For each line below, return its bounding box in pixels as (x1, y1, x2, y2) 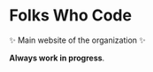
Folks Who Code (9, 5, 133, 26)
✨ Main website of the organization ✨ (9, 35, 146, 45)
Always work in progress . (9, 52, 105, 63)
